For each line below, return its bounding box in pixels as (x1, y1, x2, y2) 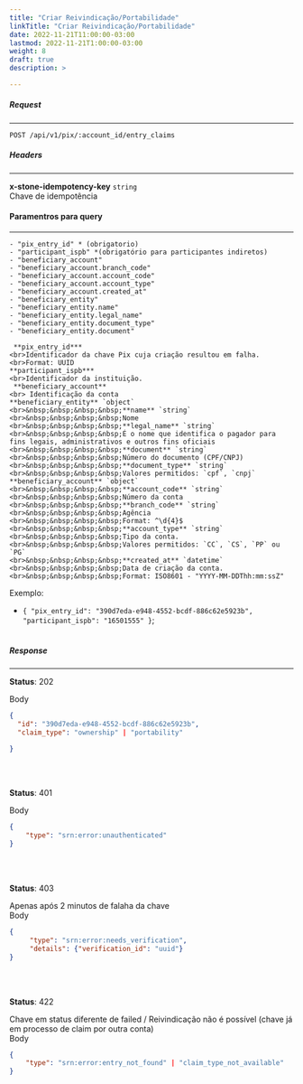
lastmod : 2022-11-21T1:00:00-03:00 (9, 38, 143, 48)
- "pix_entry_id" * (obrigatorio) (9, 240, 140, 249)
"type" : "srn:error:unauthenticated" (25, 831, 168, 840)
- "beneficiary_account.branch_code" (9, 264, 151, 273)
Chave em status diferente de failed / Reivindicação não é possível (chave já (9, 1014, 293, 1024)
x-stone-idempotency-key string (9, 181, 138, 192)
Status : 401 (9, 788, 52, 799)
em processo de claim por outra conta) (9, 1023, 154, 1034)
